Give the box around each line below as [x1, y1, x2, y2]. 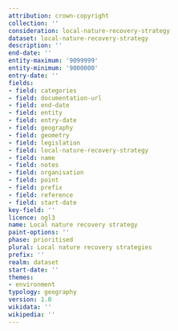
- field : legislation [8, 138, 81, 147]
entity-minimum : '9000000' [8, 64, 99, 72]
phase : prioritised [8, 236, 74, 244]
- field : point [8, 176, 59, 185]
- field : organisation [8, 169, 84, 177]
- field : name [8, 153, 56, 161]
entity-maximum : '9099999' [8, 57, 99, 65]
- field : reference [8, 190, 74, 199]
